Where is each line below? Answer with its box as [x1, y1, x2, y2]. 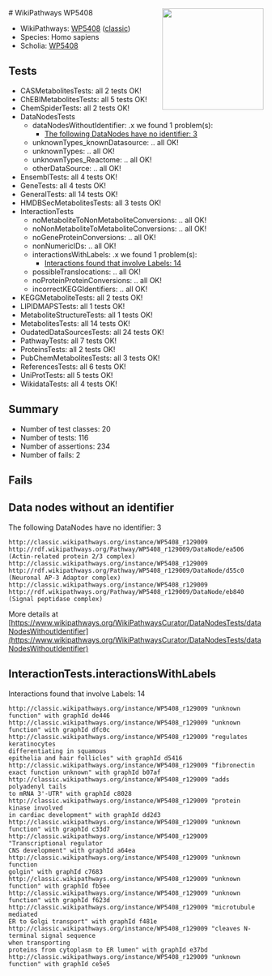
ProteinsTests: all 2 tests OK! [19, 344, 116, 354]
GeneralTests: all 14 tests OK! [19, 189, 118, 199]
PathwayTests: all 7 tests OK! [19, 336, 117, 346]
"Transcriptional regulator [8, 839, 104, 847]
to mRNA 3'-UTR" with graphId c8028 [8, 789, 132, 798]
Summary [8, 402, 59, 416]
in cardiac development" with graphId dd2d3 [8, 810, 161, 819]
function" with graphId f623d [8, 896, 111, 904]
